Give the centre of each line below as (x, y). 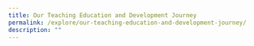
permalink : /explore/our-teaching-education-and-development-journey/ (127, 23)
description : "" (35, 30)
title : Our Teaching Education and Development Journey (102, 15)
